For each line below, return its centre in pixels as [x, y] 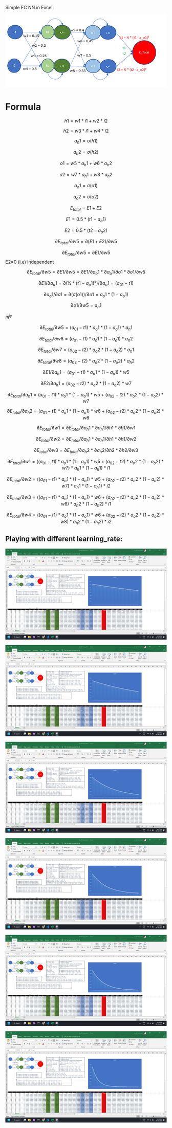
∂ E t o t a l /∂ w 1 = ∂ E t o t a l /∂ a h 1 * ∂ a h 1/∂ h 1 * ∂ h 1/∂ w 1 [86, 429]
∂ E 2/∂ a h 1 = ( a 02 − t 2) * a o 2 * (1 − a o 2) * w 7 [86, 384]
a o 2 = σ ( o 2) [86, 197]
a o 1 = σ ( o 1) [86, 186]
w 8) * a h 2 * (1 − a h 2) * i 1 [86, 504]
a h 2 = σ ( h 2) [86, 153]
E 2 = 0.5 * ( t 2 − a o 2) [86, 231]
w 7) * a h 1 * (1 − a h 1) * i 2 [86, 486]
